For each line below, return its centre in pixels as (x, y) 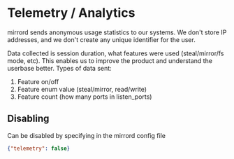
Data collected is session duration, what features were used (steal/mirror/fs (116, 53)
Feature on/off (38, 81)
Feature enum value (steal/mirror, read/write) (82, 89)
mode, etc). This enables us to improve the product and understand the (110, 60)
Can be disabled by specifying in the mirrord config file (87, 135)
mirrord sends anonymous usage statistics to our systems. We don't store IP (117, 32)
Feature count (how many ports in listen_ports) (85, 97)
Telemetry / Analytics (71, 13)
